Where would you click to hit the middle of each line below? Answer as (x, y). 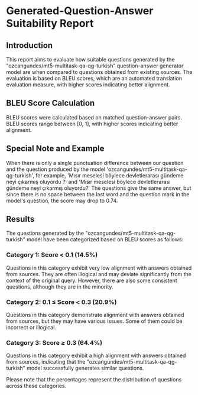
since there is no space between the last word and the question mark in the (98, 194)
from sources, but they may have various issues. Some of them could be (94, 321)
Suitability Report (50, 23)
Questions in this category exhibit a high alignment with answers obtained (96, 355)
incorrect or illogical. (31, 328)
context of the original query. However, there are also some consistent (92, 280)
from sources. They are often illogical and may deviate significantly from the (99, 274)
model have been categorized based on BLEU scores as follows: (105, 239)
